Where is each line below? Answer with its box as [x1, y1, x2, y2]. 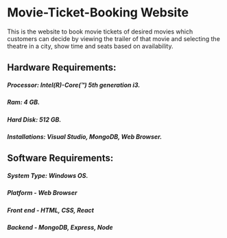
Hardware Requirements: [7, 62, 117, 73]
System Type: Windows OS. [7, 172, 88, 180]
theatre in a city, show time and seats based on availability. [7, 42, 174, 50]
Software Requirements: [7, 153, 114, 164]
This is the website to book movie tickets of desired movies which [7, 27, 193, 36]
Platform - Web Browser [7, 189, 77, 197]
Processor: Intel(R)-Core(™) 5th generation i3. [7, 81, 141, 89]
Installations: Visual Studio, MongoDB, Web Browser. [7, 133, 163, 141]
